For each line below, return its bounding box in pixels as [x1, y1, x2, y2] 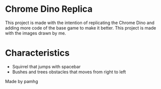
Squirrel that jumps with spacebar [12, 63, 81, 69]
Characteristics [5, 48, 70, 59]
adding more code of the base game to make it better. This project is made [5, 25, 156, 30]
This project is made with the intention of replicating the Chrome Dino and [5, 20, 155, 26]
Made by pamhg [5, 78, 38, 84]
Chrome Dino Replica [5, 3, 93, 15]
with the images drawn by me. [5, 30, 66, 36]
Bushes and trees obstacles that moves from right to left [12, 69, 126, 75]
